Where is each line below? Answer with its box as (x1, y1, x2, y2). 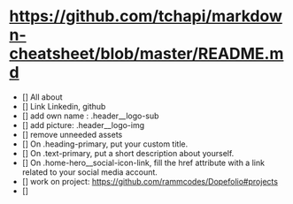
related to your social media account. (21, 166, 158, 178)
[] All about (21, 91, 64, 102)
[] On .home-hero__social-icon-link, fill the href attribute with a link (21, 157, 266, 168)
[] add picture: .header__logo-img (21, 119, 145, 130)
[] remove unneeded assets (21, 129, 123, 140)
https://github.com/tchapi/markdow (9, 6, 283, 26)
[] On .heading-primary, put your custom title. (21, 139, 189, 149)
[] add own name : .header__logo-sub (21, 110, 159, 121)
